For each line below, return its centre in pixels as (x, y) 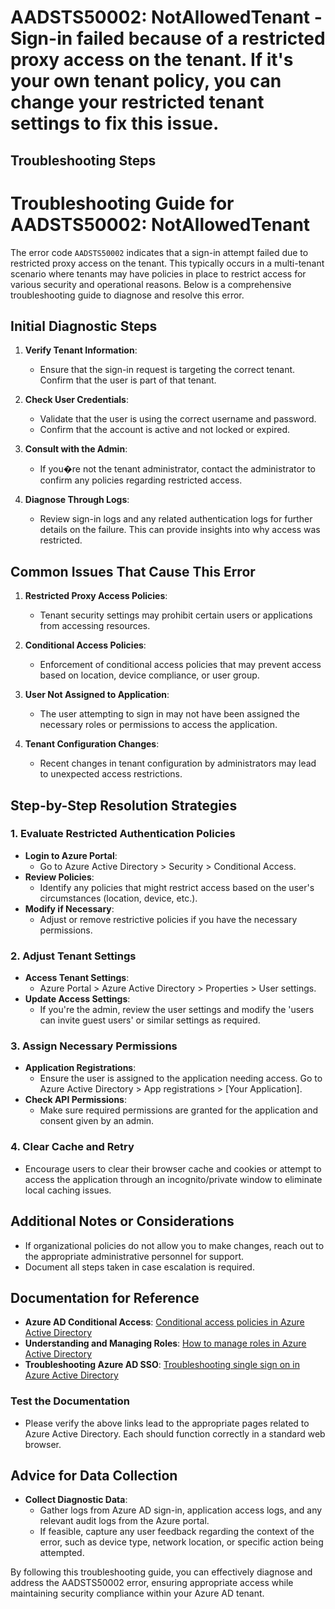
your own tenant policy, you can (146, 81)
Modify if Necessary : (69, 908)
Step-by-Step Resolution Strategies (124, 805)
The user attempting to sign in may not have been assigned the (169, 714)
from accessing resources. (95, 626)
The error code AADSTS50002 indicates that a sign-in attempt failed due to (159, 252)
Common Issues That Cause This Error (133, 571)
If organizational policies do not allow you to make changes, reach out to (174, 1245)
